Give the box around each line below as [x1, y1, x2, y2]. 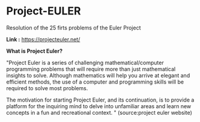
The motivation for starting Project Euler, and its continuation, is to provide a [6, 96, 195, 103]
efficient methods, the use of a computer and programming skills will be [6, 78, 184, 85]
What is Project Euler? [6, 47, 63, 55]
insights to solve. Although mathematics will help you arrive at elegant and [6, 72, 190, 79]
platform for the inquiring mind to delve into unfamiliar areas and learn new [6, 102, 192, 109]
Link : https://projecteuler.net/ [6, 35, 80, 43]
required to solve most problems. [6, 84, 88, 91]
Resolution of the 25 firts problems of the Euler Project [6, 24, 141, 31]
